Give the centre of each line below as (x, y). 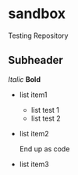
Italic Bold (25, 79)
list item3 (34, 164)
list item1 (33, 95)
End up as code (44, 149)
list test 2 (46, 118)
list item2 (34, 133)
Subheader (36, 60)
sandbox (37, 14)
